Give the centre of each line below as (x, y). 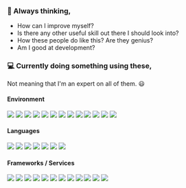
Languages (23, 131)
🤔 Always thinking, (39, 11)
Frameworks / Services (41, 163)
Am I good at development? (56, 48)
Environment (26, 99)
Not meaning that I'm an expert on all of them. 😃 (76, 83)
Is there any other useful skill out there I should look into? (98, 33)
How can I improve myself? (55, 26)
